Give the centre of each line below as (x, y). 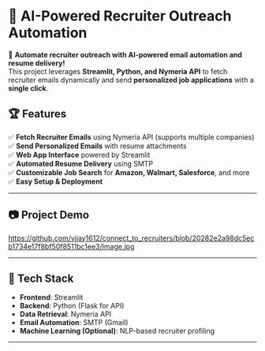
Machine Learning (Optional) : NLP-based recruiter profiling (117, 331)
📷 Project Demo (49, 215)
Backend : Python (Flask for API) (72, 306)
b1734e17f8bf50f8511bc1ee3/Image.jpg (71, 246)
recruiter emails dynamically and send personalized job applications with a (131, 80)
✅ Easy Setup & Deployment (56, 181)
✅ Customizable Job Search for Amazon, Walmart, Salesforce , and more (129, 172)
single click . (28, 88)
